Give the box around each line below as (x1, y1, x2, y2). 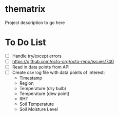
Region (19, 80, 34, 86)
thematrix (5, 3, 45, 15)
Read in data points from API (12, 64, 70, 70)
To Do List (5, 37, 46, 48)
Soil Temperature (19, 101, 54, 107)
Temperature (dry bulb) (19, 86, 67, 92)
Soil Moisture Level (19, 106, 58, 112)
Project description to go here (5, 20, 65, 25)
